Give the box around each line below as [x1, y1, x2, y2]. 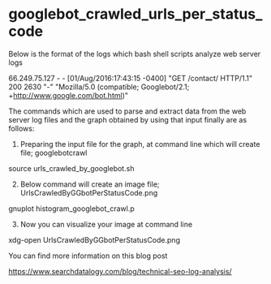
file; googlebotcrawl [19, 148, 88, 157]
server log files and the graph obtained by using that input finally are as [8, 114, 247, 124]
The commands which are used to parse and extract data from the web [8, 106, 247, 116]
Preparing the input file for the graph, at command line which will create [19, 139, 260, 148]
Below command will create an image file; [19, 179, 160, 189]
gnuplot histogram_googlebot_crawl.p [8, 204, 135, 213]
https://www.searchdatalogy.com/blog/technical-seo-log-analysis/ [8, 266, 233, 276]
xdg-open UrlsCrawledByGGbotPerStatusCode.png [8, 235, 181, 244]
